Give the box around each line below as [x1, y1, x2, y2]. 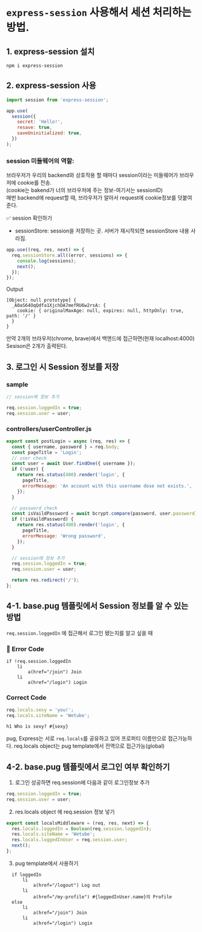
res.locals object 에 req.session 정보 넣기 [14, 808, 115, 815]
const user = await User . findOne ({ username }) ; [11, 461, 136, 467]
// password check [11, 505, 58, 511]
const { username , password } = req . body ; [11, 444, 120, 450]
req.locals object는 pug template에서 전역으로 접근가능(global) [14, 742, 165, 750]
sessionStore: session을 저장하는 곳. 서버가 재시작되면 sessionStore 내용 [14, 227, 189, 235]
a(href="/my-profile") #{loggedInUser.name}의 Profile [32, 893, 173, 900]
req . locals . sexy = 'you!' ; [6, 707, 74, 713]
